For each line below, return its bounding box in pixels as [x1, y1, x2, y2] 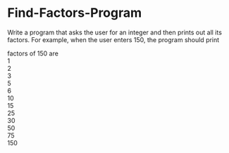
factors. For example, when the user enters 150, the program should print [7, 35, 220, 44]
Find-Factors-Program [7, 5, 142, 21]
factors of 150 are [7, 49, 58, 58]
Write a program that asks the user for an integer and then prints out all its [7, 28, 222, 36]
